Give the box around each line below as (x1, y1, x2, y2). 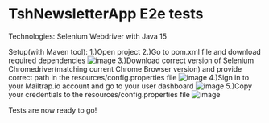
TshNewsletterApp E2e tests (8, 5, 204, 23)
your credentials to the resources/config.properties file (8, 89, 191, 99)
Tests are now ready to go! (8, 105, 97, 115)
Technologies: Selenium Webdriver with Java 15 (8, 31, 168, 41)
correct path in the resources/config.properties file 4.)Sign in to (8, 72, 250, 82)
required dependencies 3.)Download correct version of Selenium (8, 55, 255, 65)
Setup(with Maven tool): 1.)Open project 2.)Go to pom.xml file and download (8, 47, 262, 56)
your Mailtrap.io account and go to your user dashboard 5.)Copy (8, 81, 252, 91)
